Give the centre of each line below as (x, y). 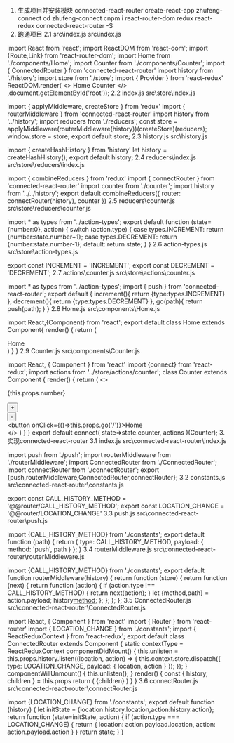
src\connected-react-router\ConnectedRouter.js (76, 607)
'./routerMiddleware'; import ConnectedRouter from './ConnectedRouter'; (112, 462)
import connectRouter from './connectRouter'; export (83, 470)
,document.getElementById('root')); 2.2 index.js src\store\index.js (102, 93)
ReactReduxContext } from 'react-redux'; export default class (96, 636)
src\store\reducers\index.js (46, 165)
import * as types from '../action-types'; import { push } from (95, 286)
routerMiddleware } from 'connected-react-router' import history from (108, 114)
